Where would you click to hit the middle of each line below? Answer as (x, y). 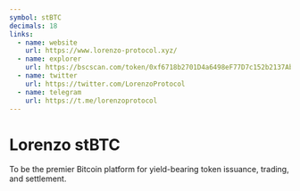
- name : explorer (50, 59)
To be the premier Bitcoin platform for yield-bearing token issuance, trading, (149, 170)
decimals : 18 (33, 26)
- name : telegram (50, 92)
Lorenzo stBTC (65, 145)
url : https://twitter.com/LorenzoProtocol (105, 84)
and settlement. (38, 179)
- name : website (47, 42)
